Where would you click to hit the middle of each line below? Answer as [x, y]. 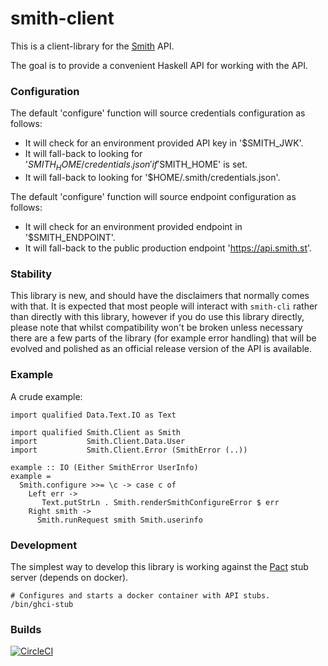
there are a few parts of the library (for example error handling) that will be [163, 338]
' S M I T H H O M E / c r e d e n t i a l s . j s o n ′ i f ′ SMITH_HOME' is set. [136, 165]
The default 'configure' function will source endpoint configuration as [153, 197]
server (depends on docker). [69, 577]
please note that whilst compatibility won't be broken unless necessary [156, 328]
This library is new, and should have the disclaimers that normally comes [160, 296]
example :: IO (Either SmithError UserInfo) [104, 467]
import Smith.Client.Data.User [98, 441]
